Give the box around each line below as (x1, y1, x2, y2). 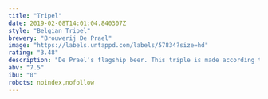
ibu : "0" (8, 71, 37, 79)
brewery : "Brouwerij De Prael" (8, 34, 112, 42)
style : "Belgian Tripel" (8, 26, 91, 34)
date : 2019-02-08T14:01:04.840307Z (8, 19, 127, 27)
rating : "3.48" (8, 49, 59, 57)
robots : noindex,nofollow (8, 78, 94, 86)
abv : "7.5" (8, 64, 45, 72)
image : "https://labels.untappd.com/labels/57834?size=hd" (8, 42, 209, 49)
